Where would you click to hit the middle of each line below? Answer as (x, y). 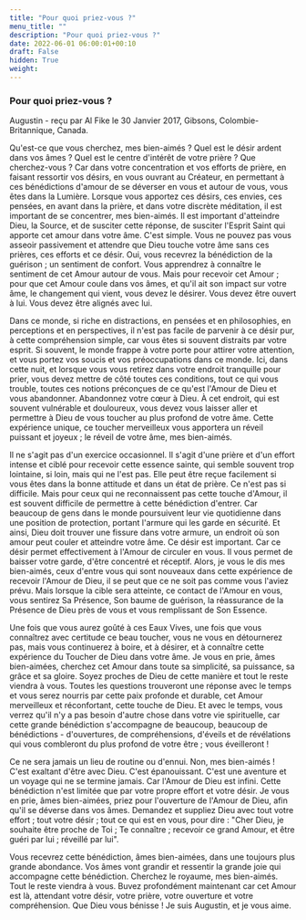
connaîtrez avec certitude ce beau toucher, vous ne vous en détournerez (146, 638)
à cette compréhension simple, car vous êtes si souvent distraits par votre (148, 340)
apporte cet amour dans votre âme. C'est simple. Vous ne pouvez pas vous (150, 235)
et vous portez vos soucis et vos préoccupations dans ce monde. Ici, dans (149, 360)
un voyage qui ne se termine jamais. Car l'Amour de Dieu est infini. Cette (145, 781)
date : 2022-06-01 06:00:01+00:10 (73, 43)
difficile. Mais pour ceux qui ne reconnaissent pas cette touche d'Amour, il (148, 494)
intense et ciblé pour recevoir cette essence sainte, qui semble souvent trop (152, 465)
